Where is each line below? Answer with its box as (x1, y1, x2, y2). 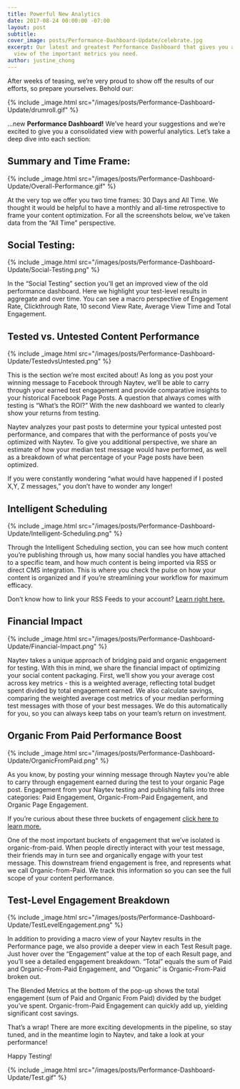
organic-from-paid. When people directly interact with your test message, (7, 843, 225, 852)
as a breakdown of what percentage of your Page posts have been (7, 453, 204, 461)
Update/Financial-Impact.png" (7, 642, 97, 651)
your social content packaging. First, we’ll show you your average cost (7, 671, 215, 679)
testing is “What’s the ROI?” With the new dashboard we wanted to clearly (7, 401, 225, 410)
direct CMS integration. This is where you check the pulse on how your (7, 566, 216, 574)
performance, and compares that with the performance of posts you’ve (7, 430, 217, 439)
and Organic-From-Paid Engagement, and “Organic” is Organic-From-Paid (7, 965, 226, 973)
